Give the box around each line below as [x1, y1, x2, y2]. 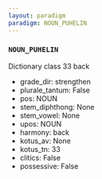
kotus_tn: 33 [19, 144, 61, 154]
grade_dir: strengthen [19, 76, 92, 86]
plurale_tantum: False [19, 85, 90, 95]
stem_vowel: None [19, 111, 80, 120]
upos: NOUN [19, 119, 62, 128]
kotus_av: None [19, 136, 72, 146]
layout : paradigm [8, 11, 66, 20]
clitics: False [19, 153, 61, 162]
